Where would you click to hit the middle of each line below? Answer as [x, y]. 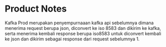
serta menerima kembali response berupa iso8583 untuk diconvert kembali [83, 33]
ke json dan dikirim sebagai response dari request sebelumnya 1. [72, 39]
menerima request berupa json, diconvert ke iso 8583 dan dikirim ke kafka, [83, 28]
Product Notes [36, 9]
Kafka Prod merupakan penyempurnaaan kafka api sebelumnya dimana [79, 23]
